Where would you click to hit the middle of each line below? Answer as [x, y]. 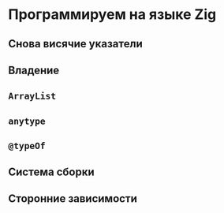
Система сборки [51, 172]
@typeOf [27, 146]
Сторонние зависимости [73, 198]
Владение [34, 70]
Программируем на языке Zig [112, 15]
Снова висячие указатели [76, 44]
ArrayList [32, 96]
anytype [27, 121]
